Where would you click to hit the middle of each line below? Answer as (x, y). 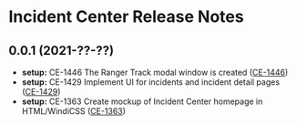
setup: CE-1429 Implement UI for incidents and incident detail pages (150, 82)
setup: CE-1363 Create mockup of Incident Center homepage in (142, 101)
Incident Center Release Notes (126, 17)
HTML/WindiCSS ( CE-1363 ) (74, 111)
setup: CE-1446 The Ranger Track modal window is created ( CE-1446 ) (155, 72)
